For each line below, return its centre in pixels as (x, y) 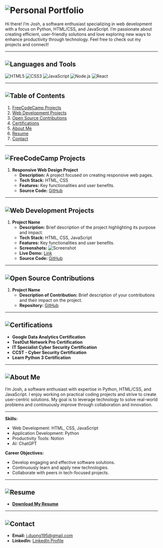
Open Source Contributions (39, 118)
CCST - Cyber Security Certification (49, 352)
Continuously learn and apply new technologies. (60, 467)
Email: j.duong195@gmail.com (42, 536)
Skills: (11, 418)
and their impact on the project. (51, 300)
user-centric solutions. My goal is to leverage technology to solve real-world (81, 399)
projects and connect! (27, 44)
